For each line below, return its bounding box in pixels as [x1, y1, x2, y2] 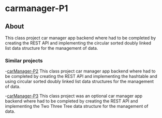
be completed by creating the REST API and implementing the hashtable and [5, 74, 158, 79]
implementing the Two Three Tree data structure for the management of [5, 103, 148, 109]
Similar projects [5, 57, 43, 64]
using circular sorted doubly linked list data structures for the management [5, 78, 154, 85]
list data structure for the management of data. [5, 45, 98, 51]
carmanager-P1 [5, 3, 69, 14]
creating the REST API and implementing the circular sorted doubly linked [5, 40, 151, 46]
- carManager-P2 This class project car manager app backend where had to [5, 68, 156, 74]
